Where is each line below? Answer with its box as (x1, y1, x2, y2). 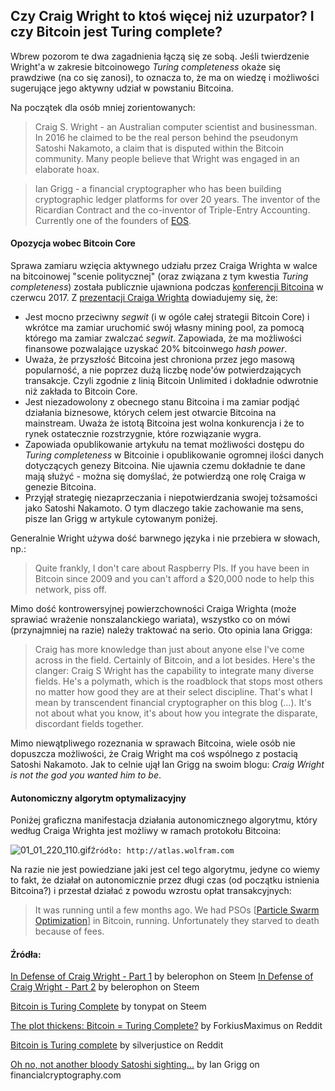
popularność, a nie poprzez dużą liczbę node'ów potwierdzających (24, 364, 302, 376)
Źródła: (10, 948, 42, 960)
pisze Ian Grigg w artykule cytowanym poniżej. (24, 513, 218, 525)
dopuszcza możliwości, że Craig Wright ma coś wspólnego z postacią (10, 748, 298, 760)
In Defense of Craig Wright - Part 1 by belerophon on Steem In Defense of (10, 970, 314, 983)
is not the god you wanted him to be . (10, 769, 162, 781)
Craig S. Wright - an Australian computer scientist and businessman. (34, 120, 318, 133)
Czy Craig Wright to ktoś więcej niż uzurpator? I (10, 8, 315, 25)
